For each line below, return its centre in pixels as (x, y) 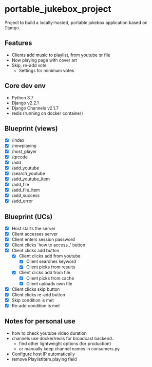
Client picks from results (51, 267)
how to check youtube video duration (49, 333)
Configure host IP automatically (43, 354)
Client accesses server (35, 234)
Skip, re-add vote (29, 65)
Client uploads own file (49, 283)
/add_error (22, 201)
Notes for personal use (40, 321)
